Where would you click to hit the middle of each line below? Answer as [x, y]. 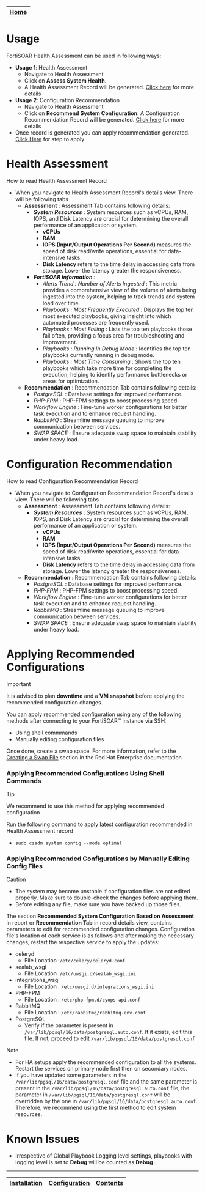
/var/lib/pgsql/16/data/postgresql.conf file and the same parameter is [106, 1082]
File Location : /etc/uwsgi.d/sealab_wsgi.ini [80, 973]
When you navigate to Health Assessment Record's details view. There [104, 193]
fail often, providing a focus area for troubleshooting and [113, 335]
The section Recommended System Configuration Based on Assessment [100, 916]
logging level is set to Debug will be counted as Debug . [85, 1162]
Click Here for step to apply [50, 139]
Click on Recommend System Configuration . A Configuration [102, 113]
